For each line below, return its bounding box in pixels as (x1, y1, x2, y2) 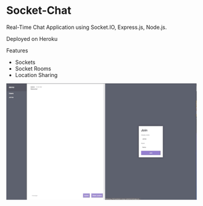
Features (6, 46, 28, 54)
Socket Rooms (14, 64, 51, 72)
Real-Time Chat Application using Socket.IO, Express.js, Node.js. (6, 23, 167, 31)
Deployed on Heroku (6, 35, 58, 42)
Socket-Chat (6, 4, 71, 17)
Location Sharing (14, 71, 58, 78)
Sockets (14, 58, 36, 66)
